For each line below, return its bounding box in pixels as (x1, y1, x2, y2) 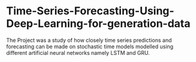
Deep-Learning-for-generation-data (6, 17, 191, 30)
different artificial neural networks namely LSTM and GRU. (6, 49, 150, 56)
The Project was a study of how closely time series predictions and (6, 36, 172, 44)
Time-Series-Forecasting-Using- (6, 4, 175, 18)
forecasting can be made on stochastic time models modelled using (6, 43, 174, 50)
